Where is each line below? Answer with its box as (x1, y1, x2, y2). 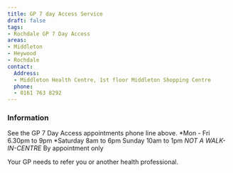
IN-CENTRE (7, 144, 42, 152)
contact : (7, 63, 33, 70)
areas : (7, 37, 27, 44)
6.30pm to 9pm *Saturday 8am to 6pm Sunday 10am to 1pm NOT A (7, 136, 204, 145)
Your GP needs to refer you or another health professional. (7, 157, 179, 167)
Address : (13, 69, 40, 77)
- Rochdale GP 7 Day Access (7, 30, 91, 38)
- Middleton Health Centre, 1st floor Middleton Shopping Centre (13, 76, 212, 84)
